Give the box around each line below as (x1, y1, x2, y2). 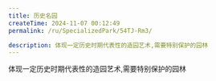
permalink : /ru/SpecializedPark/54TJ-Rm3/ (8, 26, 153, 34)
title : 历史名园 (8, 11, 58, 20)
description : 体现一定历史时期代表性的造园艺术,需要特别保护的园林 (8, 41, 209, 49)
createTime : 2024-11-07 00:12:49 (8, 19, 120, 27)
